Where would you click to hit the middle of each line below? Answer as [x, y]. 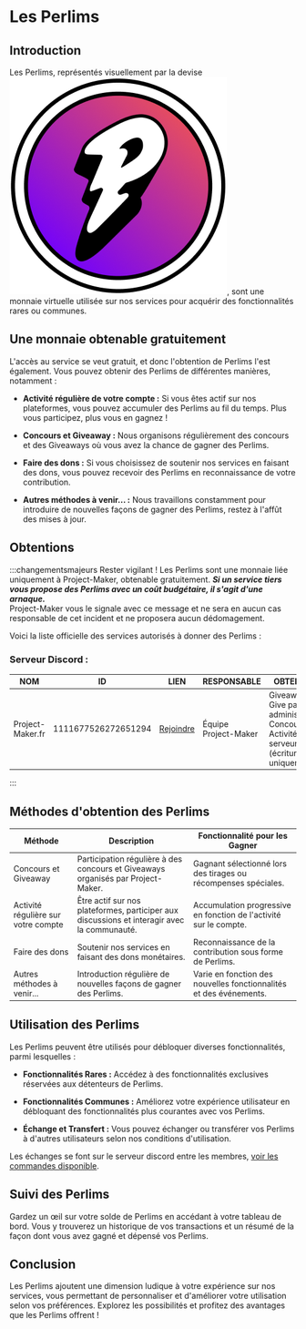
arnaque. [27, 598]
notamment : [33, 381]
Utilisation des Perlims [75, 1025]
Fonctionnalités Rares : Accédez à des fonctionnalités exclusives [145, 1074]
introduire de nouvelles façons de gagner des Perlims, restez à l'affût [152, 509]
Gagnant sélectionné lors [240, 864]
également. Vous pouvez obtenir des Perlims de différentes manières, [140, 371]
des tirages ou [220, 874]
